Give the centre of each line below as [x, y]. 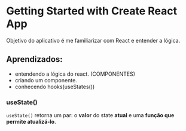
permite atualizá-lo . [31, 122]
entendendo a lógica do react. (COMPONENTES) [75, 74]
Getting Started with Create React [92, 11]
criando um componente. [46, 80]
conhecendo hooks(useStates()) [55, 87]
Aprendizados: [34, 59]
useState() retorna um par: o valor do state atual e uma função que [90, 115]
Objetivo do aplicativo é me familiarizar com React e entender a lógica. [93, 40]
